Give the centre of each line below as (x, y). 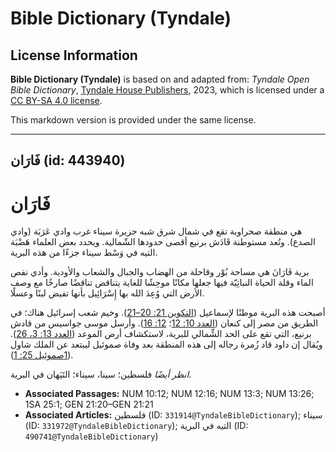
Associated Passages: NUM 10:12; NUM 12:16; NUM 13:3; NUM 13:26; (169, 394)
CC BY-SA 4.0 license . (56, 100)
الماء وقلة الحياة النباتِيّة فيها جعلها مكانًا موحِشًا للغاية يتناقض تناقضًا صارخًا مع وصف (162, 283)
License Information (74, 55)
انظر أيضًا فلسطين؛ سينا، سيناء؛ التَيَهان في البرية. (101, 374)
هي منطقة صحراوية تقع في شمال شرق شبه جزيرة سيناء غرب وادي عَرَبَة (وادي (156, 231)
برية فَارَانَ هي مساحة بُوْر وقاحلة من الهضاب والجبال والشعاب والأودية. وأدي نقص (160, 272)
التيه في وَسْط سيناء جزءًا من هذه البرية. (84, 253)
